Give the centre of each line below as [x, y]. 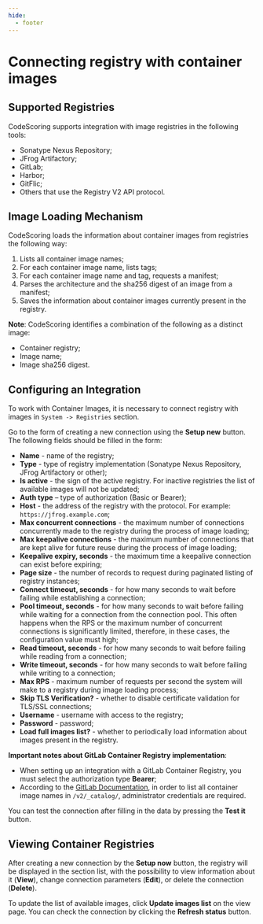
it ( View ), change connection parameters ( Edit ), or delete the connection [126, 879]
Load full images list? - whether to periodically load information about [133, 732]
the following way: [38, 244]
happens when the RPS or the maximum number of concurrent [121, 623]
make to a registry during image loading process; [99, 690]
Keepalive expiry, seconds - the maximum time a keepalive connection [135, 556]
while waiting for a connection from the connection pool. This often [128, 615]
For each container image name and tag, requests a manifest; [119, 275]
